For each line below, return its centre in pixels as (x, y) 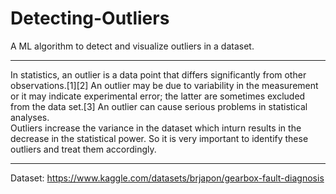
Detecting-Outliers (90, 18)
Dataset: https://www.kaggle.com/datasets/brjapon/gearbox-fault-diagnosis (167, 178)
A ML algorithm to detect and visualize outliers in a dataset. (132, 46)
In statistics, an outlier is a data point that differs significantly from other (158, 74)
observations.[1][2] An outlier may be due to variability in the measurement (164, 85)
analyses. (30, 117)
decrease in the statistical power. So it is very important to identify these (159, 138)
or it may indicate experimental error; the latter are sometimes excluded (158, 96)
